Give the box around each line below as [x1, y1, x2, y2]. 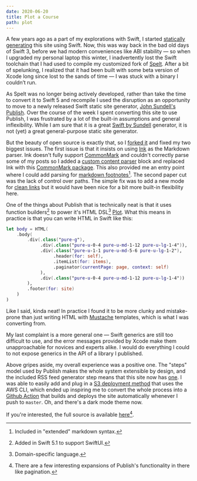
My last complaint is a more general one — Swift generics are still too [6, 331, 174, 338]
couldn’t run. [6, 79, 37, 86]
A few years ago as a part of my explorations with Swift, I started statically [6, 36, 186, 43]
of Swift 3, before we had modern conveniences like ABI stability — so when [6, 48, 191, 55]
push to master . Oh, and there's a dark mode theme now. [6, 398, 143, 405]
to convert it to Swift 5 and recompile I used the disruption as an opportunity [6, 97, 191, 104]
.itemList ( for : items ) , [53, 258, 111, 264]
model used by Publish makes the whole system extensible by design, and [6, 367, 186, 374]
